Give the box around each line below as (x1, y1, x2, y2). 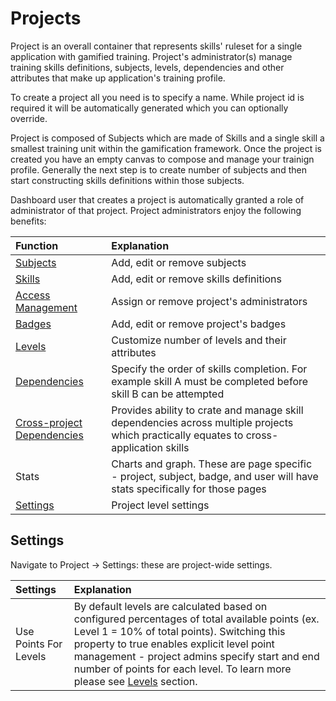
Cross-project (15, 415, 83, 429)
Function (15, 238, 59, 252)
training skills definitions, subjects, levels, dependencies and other (10, 61, 285, 73)
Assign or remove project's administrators (111, 294, 308, 308)
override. (10, 112, 48, 124)
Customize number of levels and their (111, 333, 287, 347)
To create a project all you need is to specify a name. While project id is (10, 91, 305, 103)
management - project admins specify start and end (73, 649, 320, 663)
